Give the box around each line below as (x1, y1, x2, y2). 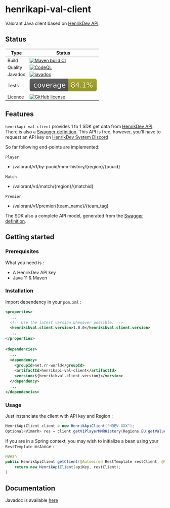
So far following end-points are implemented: (5, 143, 100, 150)
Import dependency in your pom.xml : (5, 299, 82, 305)
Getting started (5, 233, 55, 241)
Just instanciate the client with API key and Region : (5, 413, 113, 419)
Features (5, 110, 34, 119)
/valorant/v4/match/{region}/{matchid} (12, 183, 94, 189)
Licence (7, 94, 24, 100)
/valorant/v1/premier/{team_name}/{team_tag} (12, 203, 109, 209)
